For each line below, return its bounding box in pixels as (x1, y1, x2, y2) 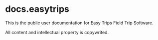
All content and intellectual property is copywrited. (5, 29, 109, 35)
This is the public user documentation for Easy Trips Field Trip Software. (5, 20, 154, 26)
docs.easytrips (5, 3, 70, 15)
